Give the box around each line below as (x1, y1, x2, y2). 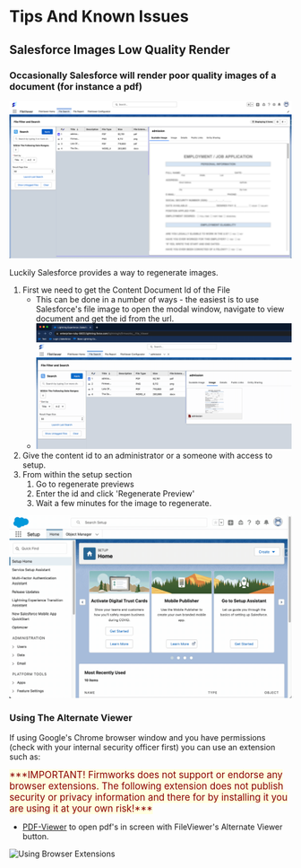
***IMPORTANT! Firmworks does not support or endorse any (9, 768, 284, 781)
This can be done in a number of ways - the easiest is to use (35, 294, 260, 305)
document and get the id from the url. (35, 313, 175, 324)
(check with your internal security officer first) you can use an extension (9, 741, 276, 752)
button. (21, 830, 49, 841)
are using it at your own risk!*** (9, 802, 153, 814)
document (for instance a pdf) (9, 80, 143, 92)
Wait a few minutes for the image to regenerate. (35, 498, 212, 509)
